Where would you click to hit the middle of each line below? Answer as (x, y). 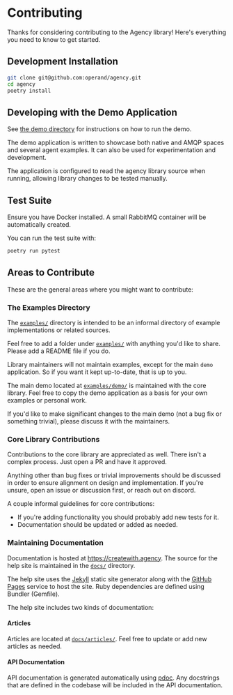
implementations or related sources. (59, 330)
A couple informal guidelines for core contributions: (81, 504)
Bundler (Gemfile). (34, 594)
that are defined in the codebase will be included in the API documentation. (115, 685)
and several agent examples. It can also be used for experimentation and (112, 150)
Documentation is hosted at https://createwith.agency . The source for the (112, 558)
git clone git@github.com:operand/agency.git (74, 77)
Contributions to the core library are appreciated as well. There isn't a (107, 454)
